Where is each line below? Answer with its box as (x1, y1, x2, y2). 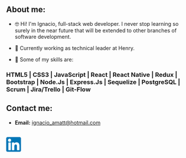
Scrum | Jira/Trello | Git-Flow (6, 85, 91, 93)
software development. (14, 33, 71, 40)
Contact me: (6, 103, 53, 113)
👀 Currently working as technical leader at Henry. (14, 44, 135, 52)
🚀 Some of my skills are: (14, 56, 74, 63)
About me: (6, 5, 46, 15)
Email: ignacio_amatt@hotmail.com (14, 119, 101, 126)
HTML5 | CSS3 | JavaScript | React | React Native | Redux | (6, 70, 178, 79)
